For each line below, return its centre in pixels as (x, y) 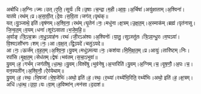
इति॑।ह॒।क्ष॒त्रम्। (178, 78)
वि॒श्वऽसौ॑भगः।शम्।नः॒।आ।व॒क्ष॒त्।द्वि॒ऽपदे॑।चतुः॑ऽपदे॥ (55, 43)
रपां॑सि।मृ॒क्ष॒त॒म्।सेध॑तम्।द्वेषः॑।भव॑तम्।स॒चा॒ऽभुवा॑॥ (52, 57)
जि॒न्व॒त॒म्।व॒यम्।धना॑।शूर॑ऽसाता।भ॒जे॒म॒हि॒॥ (46, 30)
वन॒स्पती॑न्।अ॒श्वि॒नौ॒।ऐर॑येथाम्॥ (35, 71)
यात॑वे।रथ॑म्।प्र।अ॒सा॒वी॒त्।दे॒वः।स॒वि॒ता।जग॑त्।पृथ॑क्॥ (57, 16)
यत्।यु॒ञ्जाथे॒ (18, 23)
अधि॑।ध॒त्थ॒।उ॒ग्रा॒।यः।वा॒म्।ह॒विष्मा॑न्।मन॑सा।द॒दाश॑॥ (55, 84)
